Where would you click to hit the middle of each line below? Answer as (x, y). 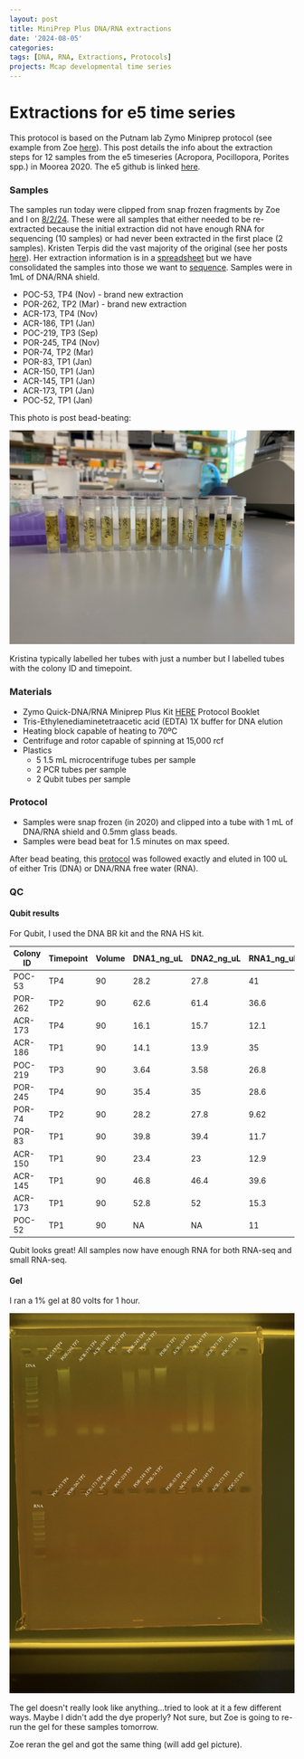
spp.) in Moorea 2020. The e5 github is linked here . (105, 166)
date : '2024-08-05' (46, 38)
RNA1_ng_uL (273, 958)
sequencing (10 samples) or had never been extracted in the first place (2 (146, 239)
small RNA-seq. (38, 1260)
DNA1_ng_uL (158, 958)
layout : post (34, 19)
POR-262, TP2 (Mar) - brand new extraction (104, 304)
